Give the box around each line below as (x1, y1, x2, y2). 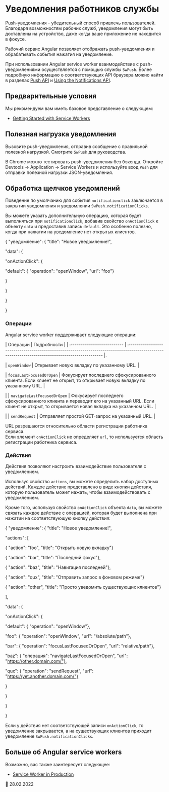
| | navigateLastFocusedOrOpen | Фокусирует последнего (5, 392, 124, 399)
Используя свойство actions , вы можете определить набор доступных (5, 478, 159, 484)
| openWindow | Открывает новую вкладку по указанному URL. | (5, 362, 140, 368)
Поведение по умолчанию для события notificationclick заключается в (5, 197, 163, 203)
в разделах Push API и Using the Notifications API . (5, 77, 111, 83)
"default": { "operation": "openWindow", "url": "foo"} (5, 268, 115, 274)
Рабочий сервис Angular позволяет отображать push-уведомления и (5, 46, 155, 52)
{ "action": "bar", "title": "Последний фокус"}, (5, 554, 101, 560)
